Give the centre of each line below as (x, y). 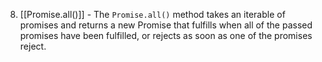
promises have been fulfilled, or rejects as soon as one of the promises (166, 35)
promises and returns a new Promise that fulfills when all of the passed (166, 25)
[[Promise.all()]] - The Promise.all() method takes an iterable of (152, 14)
